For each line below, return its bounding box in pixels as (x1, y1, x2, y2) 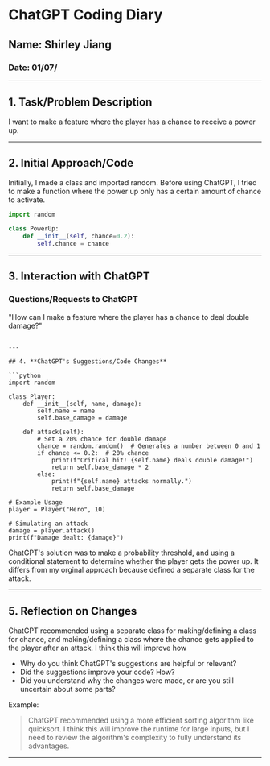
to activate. (8, 195, 46, 205)
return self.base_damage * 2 (51, 463, 149, 471)
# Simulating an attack (8, 520, 88, 528)
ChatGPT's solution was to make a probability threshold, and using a (8, 548, 235, 557)
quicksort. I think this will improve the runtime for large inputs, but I (27, 723, 250, 734)
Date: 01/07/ (8, 62, 58, 73)
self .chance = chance (37, 240, 110, 248)
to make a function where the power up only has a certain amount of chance (8, 186, 262, 196)
